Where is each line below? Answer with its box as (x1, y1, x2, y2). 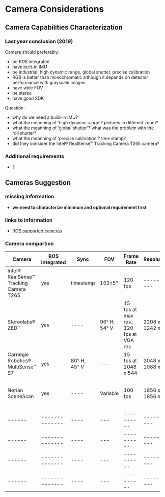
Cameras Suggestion (5, 178, 71, 187)
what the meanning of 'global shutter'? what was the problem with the (12, 125, 154, 131)
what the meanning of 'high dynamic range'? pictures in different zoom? (12, 119, 158, 125)
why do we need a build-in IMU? (12, 114, 78, 120)
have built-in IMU (12, 64, 48, 70)
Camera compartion (5, 240, 54, 247)
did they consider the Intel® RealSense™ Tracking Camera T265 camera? (12, 141, 160, 146)
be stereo (12, 90, 32, 96)
